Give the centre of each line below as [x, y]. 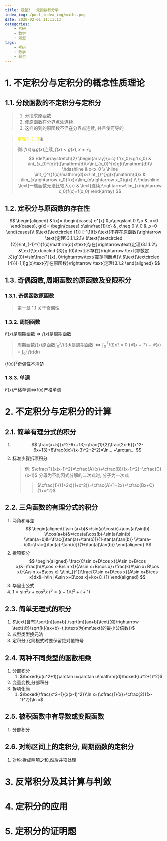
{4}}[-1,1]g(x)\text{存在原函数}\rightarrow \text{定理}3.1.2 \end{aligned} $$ [83, 263]
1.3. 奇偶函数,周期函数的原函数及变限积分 [68, 281]
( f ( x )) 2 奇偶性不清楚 [25, 363]
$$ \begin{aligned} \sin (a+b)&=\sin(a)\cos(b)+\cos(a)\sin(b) [87, 528]
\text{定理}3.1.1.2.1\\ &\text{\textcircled [84, 238]
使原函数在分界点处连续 [49, 122]
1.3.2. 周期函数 [23, 322]
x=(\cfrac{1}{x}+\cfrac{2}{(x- [122, 694]
